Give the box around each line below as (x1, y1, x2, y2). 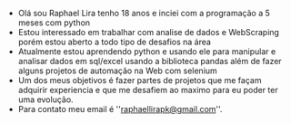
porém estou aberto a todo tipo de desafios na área (17, 36, 212, 47)
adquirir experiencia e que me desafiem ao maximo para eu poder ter (17, 85, 279, 95)
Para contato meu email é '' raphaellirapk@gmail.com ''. (17, 104, 223, 114)
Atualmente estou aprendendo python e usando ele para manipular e (17, 46, 276, 57)
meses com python (17, 17, 91, 28)
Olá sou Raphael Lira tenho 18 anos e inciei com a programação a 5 (17, 8, 271, 18)
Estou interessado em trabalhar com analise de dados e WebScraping (17, 27, 280, 37)
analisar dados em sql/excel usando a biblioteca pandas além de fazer (17, 56, 282, 66)
